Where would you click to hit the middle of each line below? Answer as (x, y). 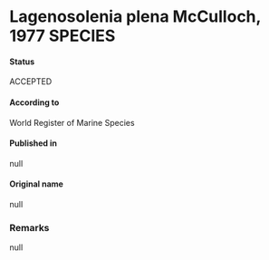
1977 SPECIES (62, 36)
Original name (36, 184)
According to (34, 102)
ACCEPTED (31, 82)
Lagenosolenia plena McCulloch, (135, 17)
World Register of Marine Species (72, 122)
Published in (33, 143)
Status (22, 62)
